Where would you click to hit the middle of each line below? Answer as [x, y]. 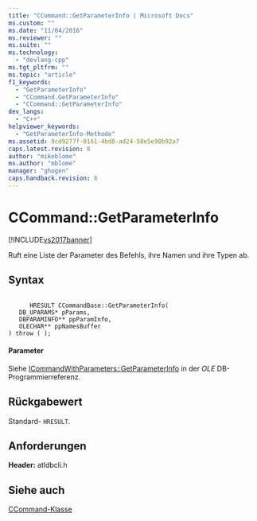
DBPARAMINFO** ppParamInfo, [65, 319]
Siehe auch [37, 490]
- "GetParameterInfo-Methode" [65, 134]
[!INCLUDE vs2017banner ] [51, 239]
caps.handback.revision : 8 [53, 179]
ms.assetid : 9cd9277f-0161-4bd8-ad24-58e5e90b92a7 [94, 141]
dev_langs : [26, 112]
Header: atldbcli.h [38, 465]
